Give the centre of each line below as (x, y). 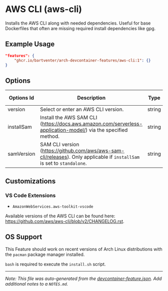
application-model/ (63, 130)
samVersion (21, 154)
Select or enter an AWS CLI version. (82, 110)
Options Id (21, 98)
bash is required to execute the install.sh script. (55, 264)
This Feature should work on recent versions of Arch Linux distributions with (84, 249)
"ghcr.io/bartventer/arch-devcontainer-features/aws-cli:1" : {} (82, 60)
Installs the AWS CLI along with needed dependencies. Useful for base (78, 23)
